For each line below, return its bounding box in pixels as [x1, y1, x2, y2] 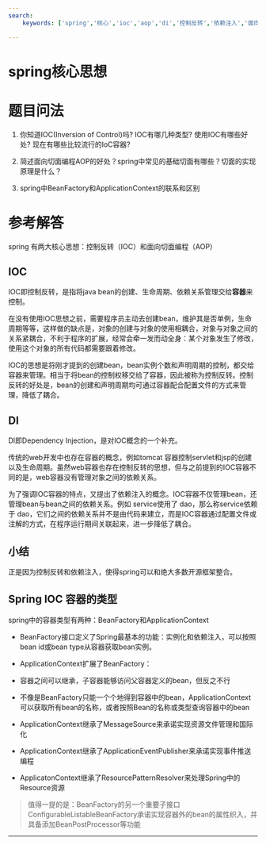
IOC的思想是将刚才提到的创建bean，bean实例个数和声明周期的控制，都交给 [8, 360, 255, 370]
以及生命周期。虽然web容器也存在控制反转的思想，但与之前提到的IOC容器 [8, 463, 249, 472]
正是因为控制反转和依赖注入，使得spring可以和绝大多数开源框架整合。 [8, 567, 237, 576]
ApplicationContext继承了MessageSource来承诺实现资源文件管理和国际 [19, 719, 253, 728]
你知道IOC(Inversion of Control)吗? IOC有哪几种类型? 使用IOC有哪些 [19, 129, 241, 139]
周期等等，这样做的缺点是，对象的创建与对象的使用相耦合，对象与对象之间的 [8, 324, 258, 333]
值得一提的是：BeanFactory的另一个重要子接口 [27, 799, 180, 809]
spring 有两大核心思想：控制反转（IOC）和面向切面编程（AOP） [8, 241, 218, 251]
